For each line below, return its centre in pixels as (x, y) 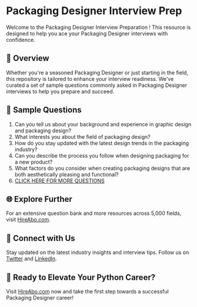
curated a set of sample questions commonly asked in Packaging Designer (97, 85)
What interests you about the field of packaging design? (83, 136)
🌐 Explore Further (39, 199)
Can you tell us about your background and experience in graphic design (103, 124)
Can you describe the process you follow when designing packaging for (102, 155)
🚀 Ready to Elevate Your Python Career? (81, 277)
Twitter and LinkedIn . (31, 259)
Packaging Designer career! (40, 298)
